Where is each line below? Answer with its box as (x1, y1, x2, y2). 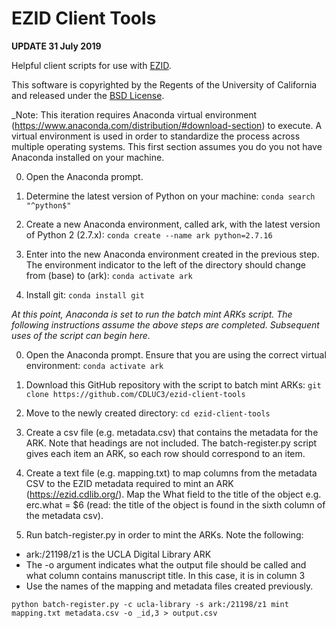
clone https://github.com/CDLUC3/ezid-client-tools (25, 389, 246, 399)
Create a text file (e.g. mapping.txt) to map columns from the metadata (25, 467, 318, 479)
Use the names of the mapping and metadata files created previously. (25, 580, 314, 592)
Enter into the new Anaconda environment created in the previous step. (25, 248, 320, 260)
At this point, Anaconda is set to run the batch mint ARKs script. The (11, 308, 293, 320)
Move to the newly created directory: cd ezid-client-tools (25, 407, 271, 419)
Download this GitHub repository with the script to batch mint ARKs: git (25, 378, 322, 391)
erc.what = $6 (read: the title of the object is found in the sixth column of (25, 498, 326, 511)
